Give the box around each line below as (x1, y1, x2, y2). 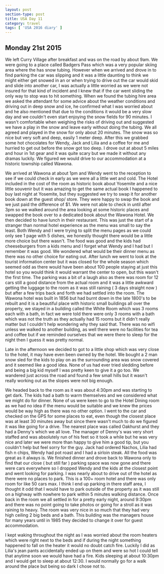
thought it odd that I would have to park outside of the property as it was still (5, 486, 159, 492)
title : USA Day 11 (5, 16, 43, 21)
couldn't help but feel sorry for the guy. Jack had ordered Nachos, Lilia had (5, 444, 157, 450)
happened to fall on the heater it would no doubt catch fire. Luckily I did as (5, 542, 155, 548)
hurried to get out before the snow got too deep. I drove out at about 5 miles (5, 145, 159, 151)
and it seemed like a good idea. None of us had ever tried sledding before (5, 362, 154, 368)
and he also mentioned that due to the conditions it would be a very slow (5, 108, 152, 114)
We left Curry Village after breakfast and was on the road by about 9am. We (5, 56, 158, 62)
